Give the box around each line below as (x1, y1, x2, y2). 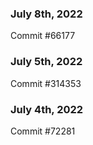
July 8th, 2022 (10, 7, 83, 21)
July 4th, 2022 (10, 102, 84, 116)
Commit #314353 (10, 77, 82, 89)
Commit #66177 (10, 30, 76, 42)
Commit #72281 (10, 125, 76, 137)
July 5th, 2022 (10, 55, 83, 69)
